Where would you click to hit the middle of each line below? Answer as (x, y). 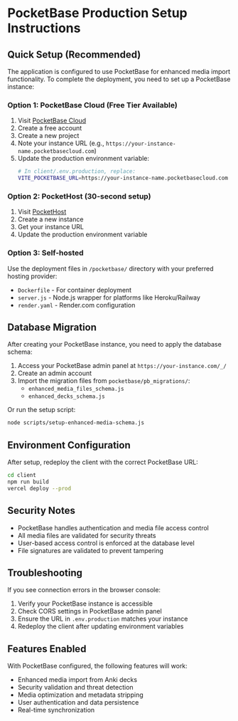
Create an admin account (55, 373)
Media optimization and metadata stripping (80, 695)
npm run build (28, 482)
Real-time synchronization (56, 710)
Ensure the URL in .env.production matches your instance (103, 619)
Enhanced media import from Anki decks (77, 680)
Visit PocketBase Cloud (52, 121)
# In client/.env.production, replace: (77, 172)
